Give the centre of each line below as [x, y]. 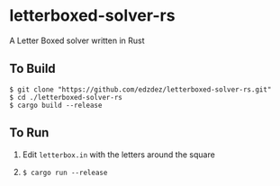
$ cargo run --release [65, 173]
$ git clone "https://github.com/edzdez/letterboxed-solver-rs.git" [140, 89]
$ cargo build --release [56, 105]
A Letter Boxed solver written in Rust [77, 40]
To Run [29, 133]
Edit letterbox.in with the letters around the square [119, 155]
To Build [32, 69]
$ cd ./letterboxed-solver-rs [66, 97]
